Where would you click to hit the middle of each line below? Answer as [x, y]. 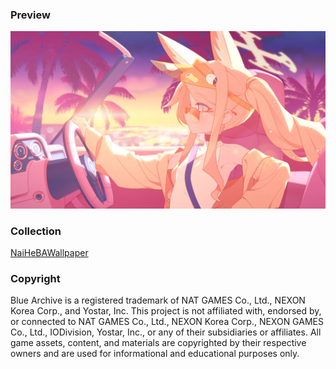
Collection [36, 231]
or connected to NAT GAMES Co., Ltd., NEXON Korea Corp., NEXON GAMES [167, 322]
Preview [30, 15]
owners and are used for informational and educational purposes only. [155, 354]
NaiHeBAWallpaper [49, 253]
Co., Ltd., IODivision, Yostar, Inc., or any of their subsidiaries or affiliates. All [166, 332]
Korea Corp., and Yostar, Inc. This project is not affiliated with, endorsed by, [166, 311]
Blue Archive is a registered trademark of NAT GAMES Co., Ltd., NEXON [158, 300]
